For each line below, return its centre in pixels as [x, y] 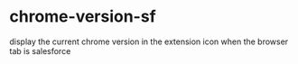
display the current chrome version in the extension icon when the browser [149, 41]
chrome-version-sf [83, 17]
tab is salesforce [40, 50]
